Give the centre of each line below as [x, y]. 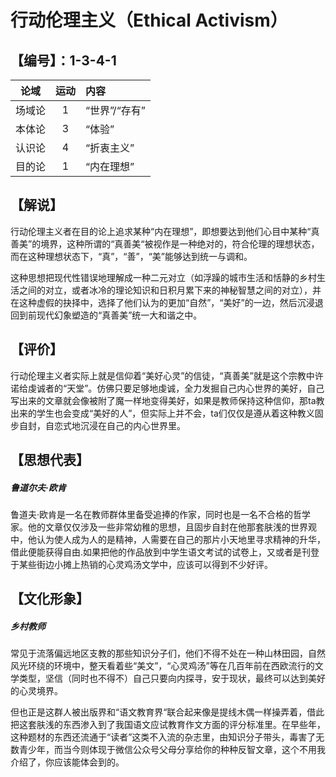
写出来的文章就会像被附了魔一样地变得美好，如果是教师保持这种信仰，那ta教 [167, 400]
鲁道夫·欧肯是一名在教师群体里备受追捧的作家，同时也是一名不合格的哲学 [161, 514]
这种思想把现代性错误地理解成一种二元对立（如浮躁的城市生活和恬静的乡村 [163, 277]
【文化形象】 [50, 599]
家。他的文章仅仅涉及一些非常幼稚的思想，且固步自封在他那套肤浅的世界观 [163, 527]
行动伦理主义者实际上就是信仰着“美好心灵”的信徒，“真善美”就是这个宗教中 [162, 375]
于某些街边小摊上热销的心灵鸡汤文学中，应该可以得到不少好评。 [141, 564]
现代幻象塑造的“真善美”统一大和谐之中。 [119, 315]
